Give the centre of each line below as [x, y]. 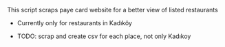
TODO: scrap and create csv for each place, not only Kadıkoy [104, 36]
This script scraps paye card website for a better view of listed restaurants [112, 10]
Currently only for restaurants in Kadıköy [75, 23]
